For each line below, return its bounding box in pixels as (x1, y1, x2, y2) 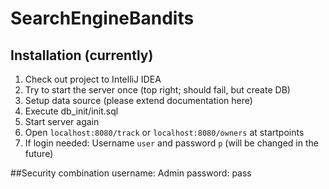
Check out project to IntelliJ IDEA (24, 73, 162, 85)
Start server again (24, 116, 100, 127)
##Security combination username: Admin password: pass (10, 167, 252, 179)
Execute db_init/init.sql (24, 105, 119, 117)
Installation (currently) (10, 47, 154, 64)
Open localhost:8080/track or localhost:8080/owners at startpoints (24, 127, 305, 138)
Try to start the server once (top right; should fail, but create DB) (24, 84, 291, 96)
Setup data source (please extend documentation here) (24, 95, 253, 106)
